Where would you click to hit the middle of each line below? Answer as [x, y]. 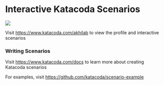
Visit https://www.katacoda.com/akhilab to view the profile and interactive [82, 32]
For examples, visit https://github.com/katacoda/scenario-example [74, 77]
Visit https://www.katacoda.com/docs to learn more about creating [75, 62]
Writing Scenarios [28, 51]
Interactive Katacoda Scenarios [73, 9]
